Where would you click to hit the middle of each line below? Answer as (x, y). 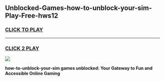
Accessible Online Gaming (33, 73)
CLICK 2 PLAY (22, 48)
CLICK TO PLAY (24, 30)
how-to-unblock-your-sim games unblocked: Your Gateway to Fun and (79, 68)
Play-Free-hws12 (32, 16)
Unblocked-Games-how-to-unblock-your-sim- (79, 8)
